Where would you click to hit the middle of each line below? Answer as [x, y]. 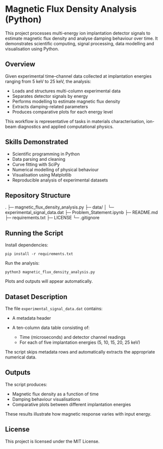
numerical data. [21, 357]
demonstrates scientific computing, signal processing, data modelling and [80, 43]
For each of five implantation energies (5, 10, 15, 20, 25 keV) [80, 342]
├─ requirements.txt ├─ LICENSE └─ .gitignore [52, 218]
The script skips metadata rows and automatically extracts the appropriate [80, 352]
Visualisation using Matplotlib [42, 175]
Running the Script [34, 233]
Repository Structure [38, 195]
